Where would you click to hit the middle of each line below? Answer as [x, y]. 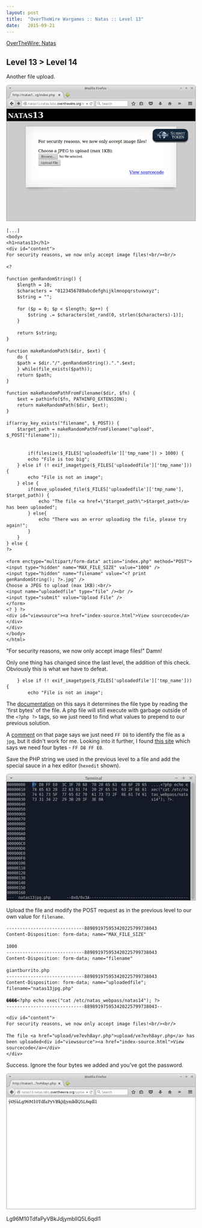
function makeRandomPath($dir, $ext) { [56, 351]
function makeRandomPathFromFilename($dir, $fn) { [71, 393]
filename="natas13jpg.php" [40, 988]
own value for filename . [35, 916]
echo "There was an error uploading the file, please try [112, 519]
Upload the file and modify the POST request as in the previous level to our [99, 910]
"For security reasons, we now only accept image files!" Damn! [84, 651]
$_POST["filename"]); [33, 435]
